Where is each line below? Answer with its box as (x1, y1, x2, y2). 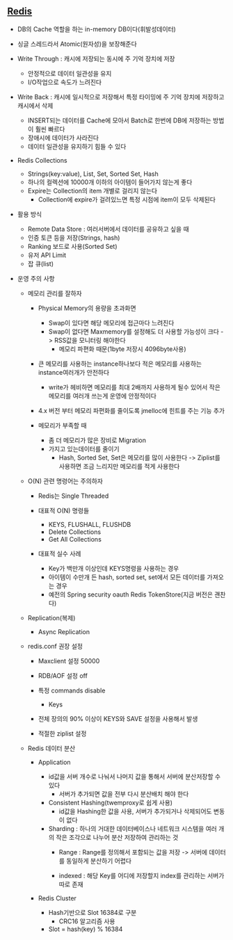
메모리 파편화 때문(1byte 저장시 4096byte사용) (58, 344, 186, 353)
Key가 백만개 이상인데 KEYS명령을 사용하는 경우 (48, 564, 179, 572)
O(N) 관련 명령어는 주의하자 (27, 476, 103, 485)
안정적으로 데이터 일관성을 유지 (27, 69, 112, 77)
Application (38, 758, 71, 766)
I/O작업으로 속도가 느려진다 (27, 78, 102, 86)
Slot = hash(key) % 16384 (48, 925, 123, 933)
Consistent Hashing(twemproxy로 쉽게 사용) (48, 798, 172, 807)
